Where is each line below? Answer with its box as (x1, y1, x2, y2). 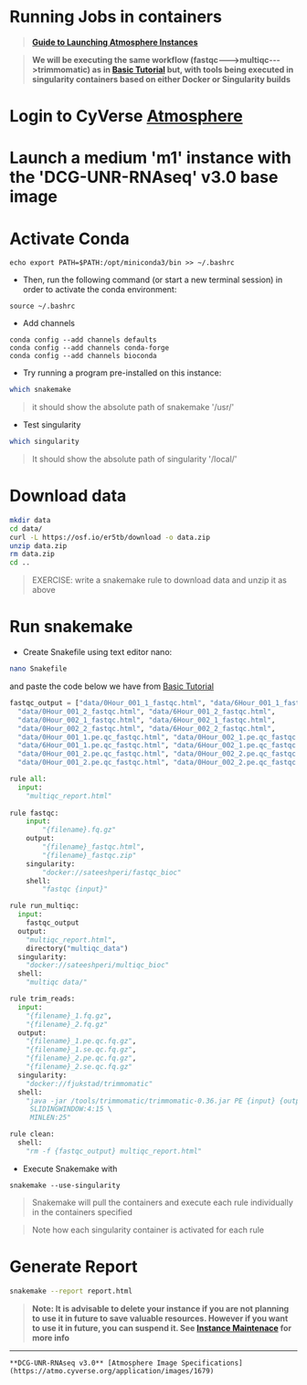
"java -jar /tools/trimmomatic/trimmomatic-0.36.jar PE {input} (26, 1096, 276, 1105)
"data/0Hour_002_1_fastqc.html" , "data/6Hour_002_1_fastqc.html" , (17, 715, 276, 724)
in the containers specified (31, 1206, 132, 1217)
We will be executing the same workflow (31, 54, 189, 65)
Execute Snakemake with (22, 1163, 118, 1174)
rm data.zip (9, 550, 55, 559)
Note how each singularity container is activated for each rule (31, 1224, 265, 1235)
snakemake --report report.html (9, 1286, 132, 1295)
